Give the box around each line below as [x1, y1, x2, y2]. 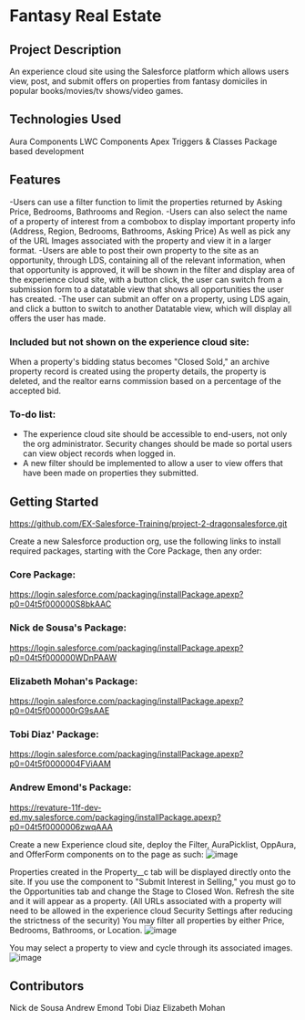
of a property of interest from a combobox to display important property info [9, 215, 296, 226]
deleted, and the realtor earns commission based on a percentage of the [9, 375, 282, 386]
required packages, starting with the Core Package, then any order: [9, 546, 262, 557]
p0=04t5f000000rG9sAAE [9, 704, 110, 716]
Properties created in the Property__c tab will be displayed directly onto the [9, 866, 291, 877]
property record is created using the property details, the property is [9, 366, 267, 377]
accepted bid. [9, 385, 62, 396]
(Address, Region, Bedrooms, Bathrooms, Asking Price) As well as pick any [9, 225, 291, 236]
